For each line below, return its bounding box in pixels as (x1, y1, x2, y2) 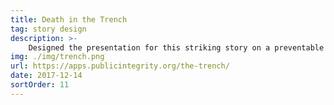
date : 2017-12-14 (10, 71, 83, 81)
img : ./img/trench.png (10, 52, 105, 62)
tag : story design (10, 24, 87, 34)
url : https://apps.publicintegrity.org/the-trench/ (10, 61, 230, 71)
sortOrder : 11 (10, 80, 70, 90)
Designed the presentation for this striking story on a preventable (28, 42, 325, 53)
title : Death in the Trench (10, 14, 128, 25)
